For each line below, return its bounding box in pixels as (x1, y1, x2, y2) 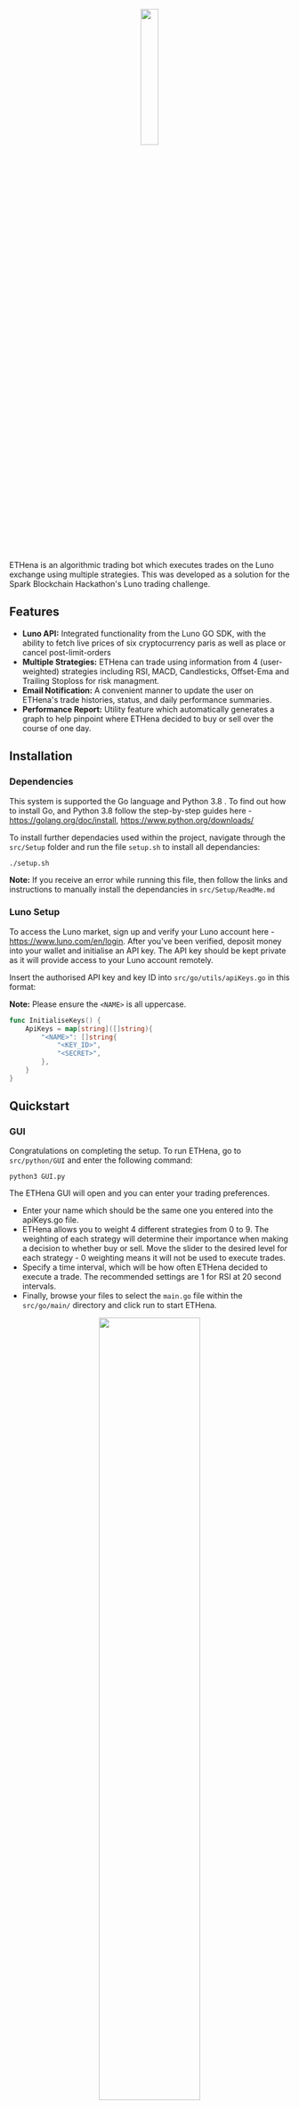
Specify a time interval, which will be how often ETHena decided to (21, 1262, 269, 1273)
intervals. (21, 1281, 57, 1292)
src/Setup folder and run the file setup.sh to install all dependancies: (9, 841, 261, 852)
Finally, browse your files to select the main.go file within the (21, 1290, 243, 1301)
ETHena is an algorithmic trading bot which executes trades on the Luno (9, 560, 274, 570)
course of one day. (21, 722, 92, 733)
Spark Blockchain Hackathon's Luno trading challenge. (9, 579, 211, 589)
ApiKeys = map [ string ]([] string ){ (25, 1024, 153, 1034)
